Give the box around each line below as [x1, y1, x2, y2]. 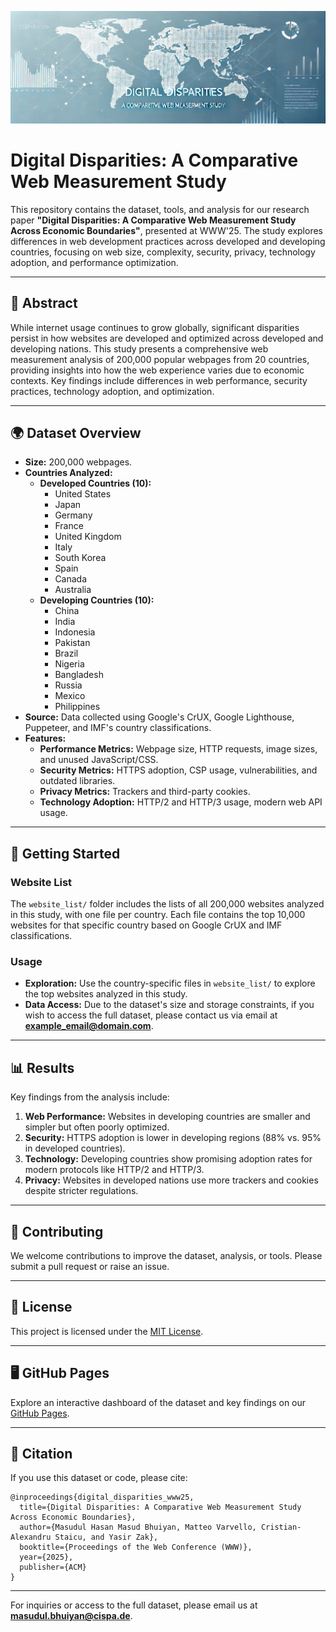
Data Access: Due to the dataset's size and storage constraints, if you [24, 999, 315, 1011]
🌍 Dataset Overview [10, 424, 142, 441]
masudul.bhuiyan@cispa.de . [10, 1610, 133, 1622]
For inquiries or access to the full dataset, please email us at [10, 1599, 258, 1611]
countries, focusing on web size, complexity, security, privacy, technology [10, 246, 316, 258]
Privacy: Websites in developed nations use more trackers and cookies [24, 1174, 319, 1186]
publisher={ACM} [19, 1562, 87, 1573]
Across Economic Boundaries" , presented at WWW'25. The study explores [10, 224, 323, 236]
